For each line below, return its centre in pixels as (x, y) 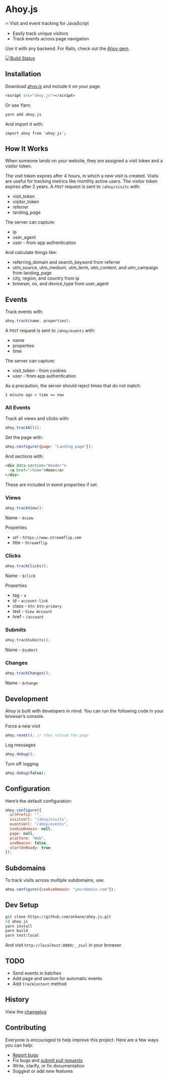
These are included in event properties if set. (52, 485)
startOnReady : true (30, 848)
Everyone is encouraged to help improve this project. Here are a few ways (82, 1040)
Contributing (26, 1028)
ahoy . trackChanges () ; (28, 673)
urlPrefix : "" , (26, 815)
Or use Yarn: (18, 105)
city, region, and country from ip (46, 278)
